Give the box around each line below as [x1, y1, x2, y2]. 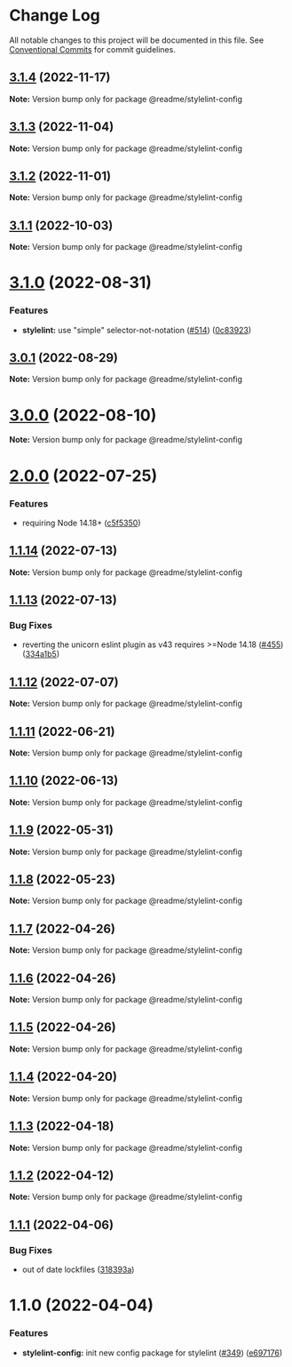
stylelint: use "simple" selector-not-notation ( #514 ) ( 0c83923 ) [21, 324, 251, 335]
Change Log [9, 5, 100, 26]
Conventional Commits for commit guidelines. [9, 44, 176, 54]
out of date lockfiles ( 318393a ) [21, 1264, 135, 1275]
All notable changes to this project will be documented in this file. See [9, 35, 264, 45]
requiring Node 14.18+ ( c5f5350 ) [21, 517, 141, 528]
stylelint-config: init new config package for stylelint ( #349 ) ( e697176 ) [21, 1347, 283, 1358]
